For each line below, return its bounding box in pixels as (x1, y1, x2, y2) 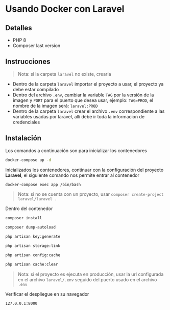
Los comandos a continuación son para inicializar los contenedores (5, 147, 147, 154)
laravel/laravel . (17, 197, 57, 202)
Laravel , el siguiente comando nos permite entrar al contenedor (5, 172, 139, 178)
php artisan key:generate (5, 234, 60, 239)
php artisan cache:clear (5, 262, 58, 267)
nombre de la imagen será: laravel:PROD (12, 102, 98, 109)
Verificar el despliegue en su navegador (5, 291, 89, 297)
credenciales (12, 119, 40, 125)
